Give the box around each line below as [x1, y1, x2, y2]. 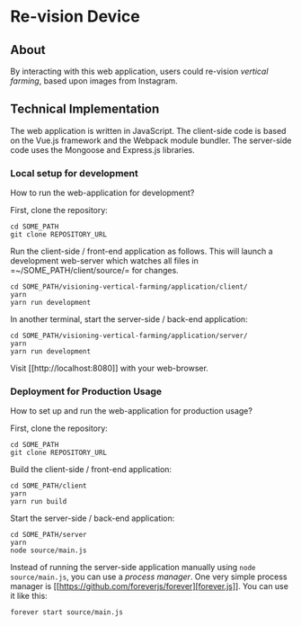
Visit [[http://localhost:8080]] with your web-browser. [10, 362, 209, 374]
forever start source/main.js [10, 608, 124, 617]
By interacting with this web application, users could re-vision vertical [10, 66, 269, 76]
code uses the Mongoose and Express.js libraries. [10, 144, 196, 155]
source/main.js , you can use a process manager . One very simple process [10, 571, 288, 582]
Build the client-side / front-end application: [10, 464, 173, 475]
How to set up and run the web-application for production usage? [10, 406, 252, 416]
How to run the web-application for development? [10, 187, 195, 199]
